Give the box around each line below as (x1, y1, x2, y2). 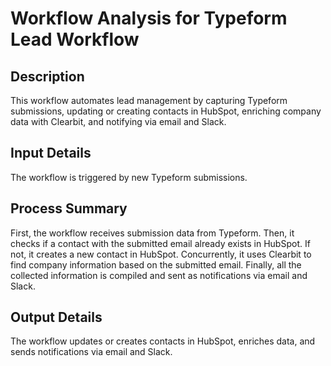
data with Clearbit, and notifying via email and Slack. (10, 116, 227, 127)
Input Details (10, 145, 92, 162)
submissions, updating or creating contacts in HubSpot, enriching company (10, 105, 322, 117)
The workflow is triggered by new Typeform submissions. (10, 171, 248, 183)
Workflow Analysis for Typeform (10, 7, 288, 30)
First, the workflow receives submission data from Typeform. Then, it (10, 227, 295, 239)
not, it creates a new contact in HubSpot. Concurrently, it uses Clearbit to (10, 248, 312, 260)
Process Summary (10, 200, 128, 217)
